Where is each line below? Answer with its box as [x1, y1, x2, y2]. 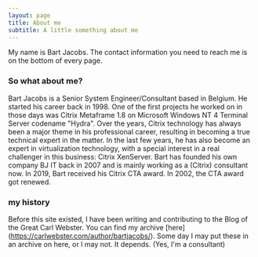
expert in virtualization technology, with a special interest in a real [8, 143, 220, 153]
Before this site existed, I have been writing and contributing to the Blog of [8, 214, 249, 224]
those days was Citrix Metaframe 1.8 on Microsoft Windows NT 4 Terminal [8, 110, 249, 119]
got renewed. [8, 177, 51, 186]
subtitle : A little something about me [8, 26, 139, 34]
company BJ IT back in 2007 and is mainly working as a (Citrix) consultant [8, 160, 249, 170]
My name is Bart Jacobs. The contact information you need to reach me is [8, 48, 248, 57]
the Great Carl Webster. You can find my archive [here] [8, 222, 186, 232]
